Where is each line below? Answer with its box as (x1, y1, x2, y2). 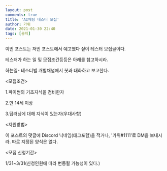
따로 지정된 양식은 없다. (12, 138, 58, 145)
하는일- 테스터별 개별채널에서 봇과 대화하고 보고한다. (5, 67, 109, 73)
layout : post (5, 7, 33, 13)
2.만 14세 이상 (5, 100, 33, 106)
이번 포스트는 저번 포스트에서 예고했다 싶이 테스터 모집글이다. (5, 46, 126, 51)
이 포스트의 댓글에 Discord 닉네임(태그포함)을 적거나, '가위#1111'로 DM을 (5, 132, 149, 138)
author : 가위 (5, 21, 31, 27)
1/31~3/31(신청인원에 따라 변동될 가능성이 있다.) (5, 160, 101, 166)
